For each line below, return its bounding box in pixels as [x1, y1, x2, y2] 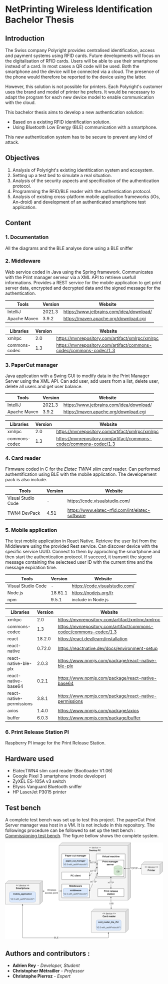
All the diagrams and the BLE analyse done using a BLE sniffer [5, 245, 133, 251]
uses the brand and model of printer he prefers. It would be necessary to [5, 89, 155, 95]
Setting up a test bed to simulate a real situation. [12, 172, 112, 178]
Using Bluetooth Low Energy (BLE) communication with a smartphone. [12, 124, 157, 130]
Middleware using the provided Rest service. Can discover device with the [5, 543, 158, 549]
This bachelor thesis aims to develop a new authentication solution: [5, 109, 144, 115]
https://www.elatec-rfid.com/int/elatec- [67, 507, 151, 513]
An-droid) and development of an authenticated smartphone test [12, 199, 146, 205]
